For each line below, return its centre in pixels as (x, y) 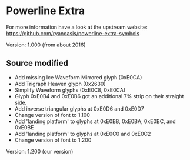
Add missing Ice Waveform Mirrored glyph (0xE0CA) (78, 77)
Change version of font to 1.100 (52, 115)
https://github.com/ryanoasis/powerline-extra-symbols (73, 33)
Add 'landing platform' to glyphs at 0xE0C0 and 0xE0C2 (83, 134)
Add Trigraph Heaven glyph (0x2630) (60, 84)
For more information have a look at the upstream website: (77, 27)
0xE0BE (24, 127)
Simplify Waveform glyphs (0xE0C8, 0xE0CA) (70, 90)
